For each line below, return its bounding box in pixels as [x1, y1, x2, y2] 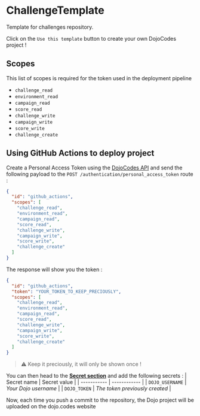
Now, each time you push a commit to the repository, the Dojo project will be [6, 396, 194, 404]
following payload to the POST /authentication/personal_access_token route [6, 170, 193, 177]
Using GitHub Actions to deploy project [6, 148, 155, 159]
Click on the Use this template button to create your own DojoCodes [6, 35, 177, 42]
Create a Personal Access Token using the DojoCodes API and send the [6, 164, 183, 171]
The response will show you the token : [6, 266, 103, 273]
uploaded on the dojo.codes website [6, 403, 97, 410]
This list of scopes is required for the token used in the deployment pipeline [6, 74, 192, 81]
